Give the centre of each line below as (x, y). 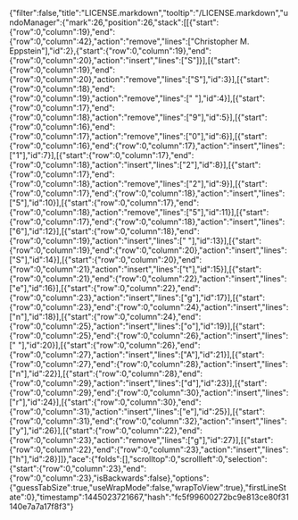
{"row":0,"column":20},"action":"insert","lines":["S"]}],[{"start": (125, 60)
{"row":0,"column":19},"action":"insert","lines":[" (98, 241)
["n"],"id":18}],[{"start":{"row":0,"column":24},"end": (105, 317)
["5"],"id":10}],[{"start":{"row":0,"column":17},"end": (104, 203)
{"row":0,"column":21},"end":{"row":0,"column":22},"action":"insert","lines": (148, 279)
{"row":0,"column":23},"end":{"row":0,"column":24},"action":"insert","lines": (149, 307)
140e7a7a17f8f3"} (41, 507)
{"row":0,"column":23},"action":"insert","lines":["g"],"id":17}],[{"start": (137, 298)
